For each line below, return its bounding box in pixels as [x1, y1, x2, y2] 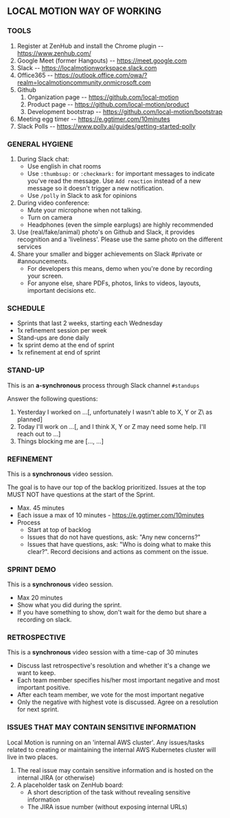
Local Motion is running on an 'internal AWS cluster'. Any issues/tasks [7, 738, 205, 747]
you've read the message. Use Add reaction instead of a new [27, 177, 201, 185]
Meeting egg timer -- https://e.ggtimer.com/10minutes [16, 115, 170, 123]
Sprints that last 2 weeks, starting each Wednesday [16, 319, 163, 327]
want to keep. [16, 669, 56, 677]
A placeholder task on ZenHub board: [16, 780, 124, 789]
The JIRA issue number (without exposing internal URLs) [27, 802, 187, 810]
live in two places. [7, 753, 58, 761]
